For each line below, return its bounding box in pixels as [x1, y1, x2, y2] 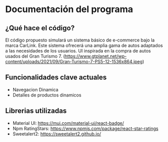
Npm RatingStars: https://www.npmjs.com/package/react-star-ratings [12, 125, 158, 131]
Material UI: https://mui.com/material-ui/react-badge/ [12, 120, 124, 126]
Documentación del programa [5, 4, 133, 15]
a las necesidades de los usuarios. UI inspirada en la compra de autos [5, 48, 151, 54]
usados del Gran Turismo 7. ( [5, 53, 65, 59]
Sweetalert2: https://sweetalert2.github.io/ [12, 130, 101, 137]
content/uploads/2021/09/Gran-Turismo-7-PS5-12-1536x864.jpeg [5, 59, 143, 64]
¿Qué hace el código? [5, 24, 75, 32]
